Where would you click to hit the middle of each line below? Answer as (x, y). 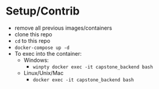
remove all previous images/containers (63, 28)
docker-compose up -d (42, 48)
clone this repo (33, 34)
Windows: (36, 60)
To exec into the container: (48, 53)
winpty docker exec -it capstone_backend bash (93, 67)
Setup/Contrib (43, 11)
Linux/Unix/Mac (44, 73)
